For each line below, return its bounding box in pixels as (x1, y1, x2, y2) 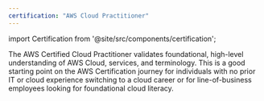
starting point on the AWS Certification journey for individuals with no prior (8, 66, 256, 76)
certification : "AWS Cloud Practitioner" (8, 11, 150, 20)
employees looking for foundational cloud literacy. (8, 83, 175, 93)
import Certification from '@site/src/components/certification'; (8, 34, 217, 43)
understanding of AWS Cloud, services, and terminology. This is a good (8, 58, 245, 67)
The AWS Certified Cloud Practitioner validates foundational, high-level (8, 49, 244, 59)
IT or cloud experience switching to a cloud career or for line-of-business (8, 75, 252, 84)
